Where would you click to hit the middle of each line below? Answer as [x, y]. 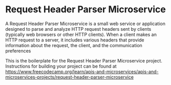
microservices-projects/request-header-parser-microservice [70, 77]
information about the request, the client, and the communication [74, 45]
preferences [18, 51]
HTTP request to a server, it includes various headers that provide [75, 40]
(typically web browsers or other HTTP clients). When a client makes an [81, 34]
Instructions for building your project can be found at [61, 66]
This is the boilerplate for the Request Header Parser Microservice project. [84, 60]
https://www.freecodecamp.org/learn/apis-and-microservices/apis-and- [82, 71]
